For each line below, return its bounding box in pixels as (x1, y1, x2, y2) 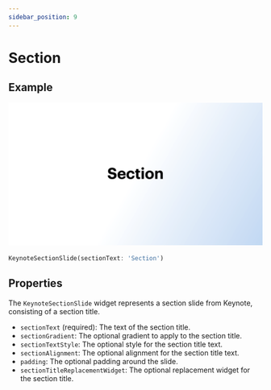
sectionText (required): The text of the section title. (19, 322, 191, 332)
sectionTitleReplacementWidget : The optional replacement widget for (19, 365, 251, 375)
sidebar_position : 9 (8, 13, 78, 21)
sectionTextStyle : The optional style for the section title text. (19, 339, 223, 349)
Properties (8, 276, 63, 290)
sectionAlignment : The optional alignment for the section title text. (19, 347, 240, 358)
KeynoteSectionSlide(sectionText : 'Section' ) (8, 255, 164, 263)
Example (8, 81, 53, 94)
